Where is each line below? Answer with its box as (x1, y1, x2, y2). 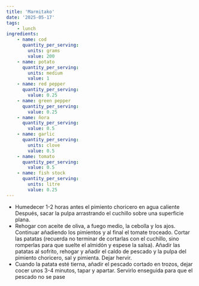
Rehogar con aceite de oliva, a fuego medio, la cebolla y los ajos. (14, 222, 176, 229)
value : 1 (28, 75, 50, 81)
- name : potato (17, 59, 55, 65)
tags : (6, 20, 20, 26)
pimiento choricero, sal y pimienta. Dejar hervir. (14, 254, 132, 261)
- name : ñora (17, 114, 50, 120)
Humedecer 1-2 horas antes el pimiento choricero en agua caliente (14, 203, 180, 210)
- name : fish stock (17, 170, 66, 177)
